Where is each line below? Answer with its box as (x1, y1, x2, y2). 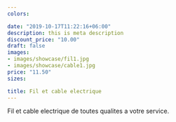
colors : (7, 10, 30, 18)
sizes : (7, 75, 27, 82)
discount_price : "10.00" (7, 36, 80, 43)
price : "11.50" (7, 68, 52, 76)
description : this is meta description (7, 29, 124, 36)
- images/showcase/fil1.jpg (7, 55, 90, 63)
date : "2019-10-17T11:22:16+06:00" (7, 22, 111, 30)
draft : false (7, 43, 46, 50)
